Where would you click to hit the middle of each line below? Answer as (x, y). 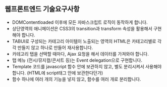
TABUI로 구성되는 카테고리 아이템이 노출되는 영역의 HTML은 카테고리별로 (84, 41)
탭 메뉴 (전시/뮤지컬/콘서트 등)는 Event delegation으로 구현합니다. (77, 60)
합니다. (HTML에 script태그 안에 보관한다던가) (58, 73)
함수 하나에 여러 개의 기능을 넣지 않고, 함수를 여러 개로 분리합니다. (76, 79)
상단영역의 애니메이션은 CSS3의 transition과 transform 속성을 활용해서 (82, 28)
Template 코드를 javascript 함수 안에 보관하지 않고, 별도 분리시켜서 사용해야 (87, 66)
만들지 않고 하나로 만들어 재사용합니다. (55, 48)
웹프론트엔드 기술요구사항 (42, 9)
